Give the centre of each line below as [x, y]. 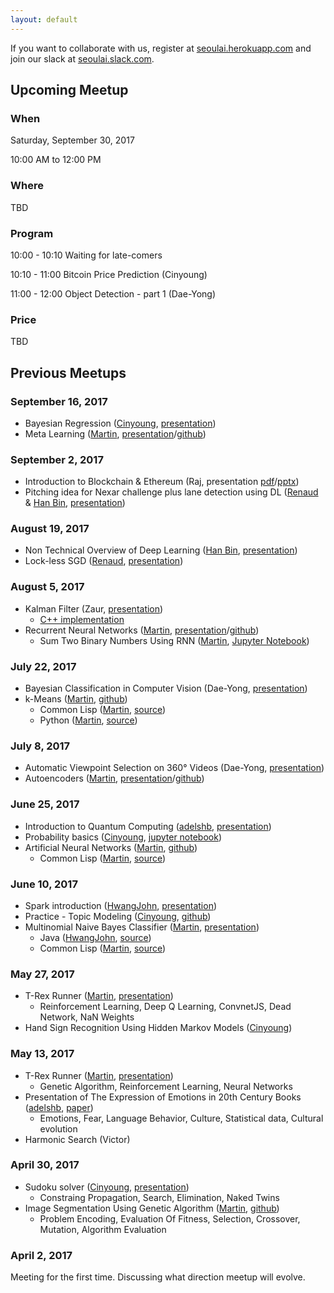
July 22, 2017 [43, 666]
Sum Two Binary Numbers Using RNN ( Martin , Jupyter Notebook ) [174, 640]
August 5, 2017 [47, 587]
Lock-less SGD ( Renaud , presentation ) [104, 561]
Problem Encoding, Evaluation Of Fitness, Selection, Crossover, [170, 1218]
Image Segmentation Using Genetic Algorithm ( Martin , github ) [152, 1208]
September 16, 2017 [59, 401]
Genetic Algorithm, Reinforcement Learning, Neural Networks [166, 1086]
